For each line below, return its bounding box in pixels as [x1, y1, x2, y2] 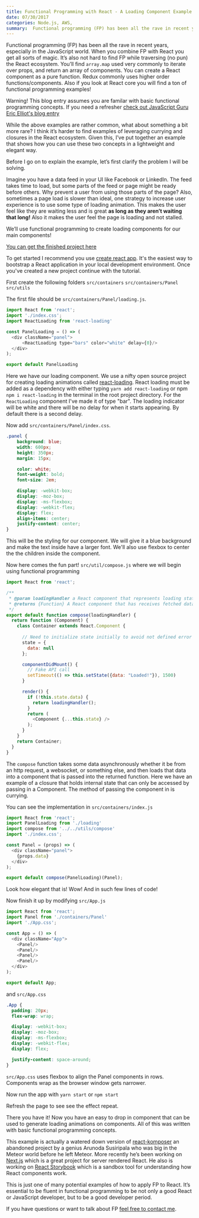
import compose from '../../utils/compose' [6, 826, 115, 832]
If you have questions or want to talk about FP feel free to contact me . [6, 1205, 176, 1212]
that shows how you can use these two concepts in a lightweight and [6, 140, 175, 147]
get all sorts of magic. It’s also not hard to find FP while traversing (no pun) [6, 54, 188, 61]
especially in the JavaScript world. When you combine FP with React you [6, 48, 185, 55]
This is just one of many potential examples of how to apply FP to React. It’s [6, 1181, 191, 1188]
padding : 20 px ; [11, 1008, 49, 1014]
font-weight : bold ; [17, 472, 65, 478]
